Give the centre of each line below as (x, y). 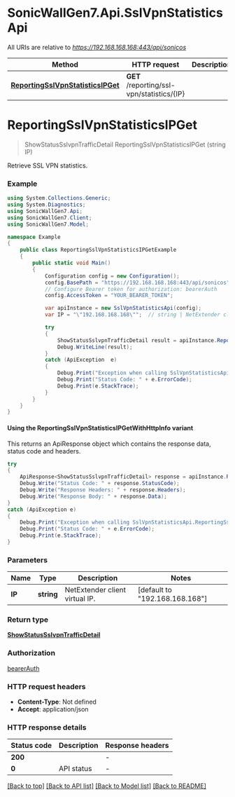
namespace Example (34, 237)
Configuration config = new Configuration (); (112, 276)
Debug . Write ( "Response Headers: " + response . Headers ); (103, 490)
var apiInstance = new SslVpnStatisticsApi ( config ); (123, 308)
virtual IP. (80, 599)
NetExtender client (95, 590)
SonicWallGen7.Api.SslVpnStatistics (115, 13)
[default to (155, 590)
